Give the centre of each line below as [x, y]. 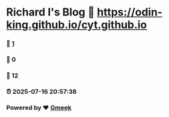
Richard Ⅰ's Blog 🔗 [50, 12]
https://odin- [130, 12]
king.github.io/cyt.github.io [77, 25]
